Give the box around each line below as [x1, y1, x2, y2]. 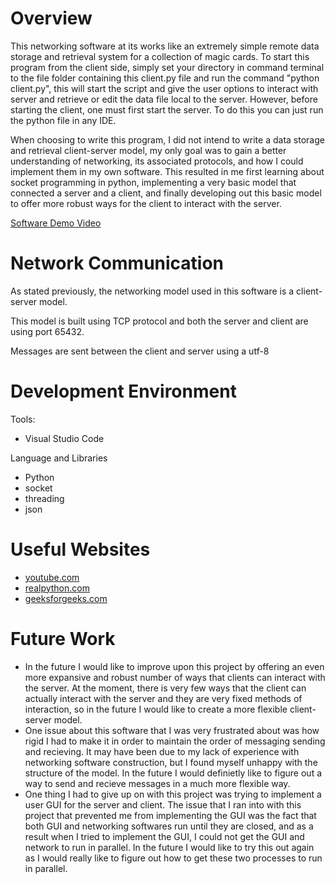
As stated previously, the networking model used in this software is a [10, 285, 295, 297]
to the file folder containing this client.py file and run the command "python [10, 72, 320, 84]
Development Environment [10, 380, 237, 403]
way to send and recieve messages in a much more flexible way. [24, 777, 291, 789]
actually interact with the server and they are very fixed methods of [24, 692, 303, 704]
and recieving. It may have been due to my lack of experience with [24, 745, 300, 757]
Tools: [10, 413, 36, 425]
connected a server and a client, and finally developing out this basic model [10, 187, 322, 199]
